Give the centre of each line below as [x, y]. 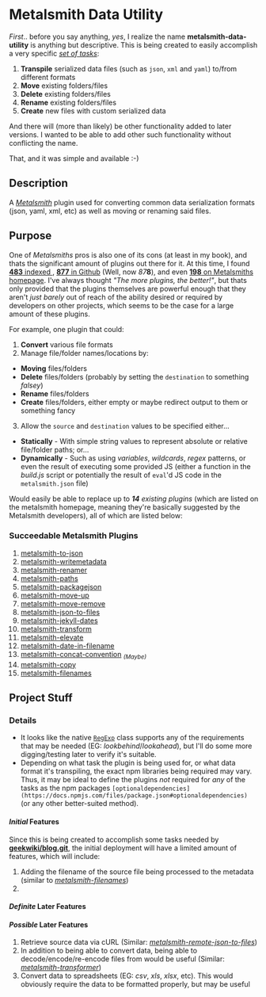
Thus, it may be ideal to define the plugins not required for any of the [133, 780]
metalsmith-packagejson [61, 586]
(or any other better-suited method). [80, 804]
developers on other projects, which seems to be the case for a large [122, 305]
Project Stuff [41, 698]
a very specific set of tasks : [54, 53]
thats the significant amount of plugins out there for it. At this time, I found [129, 263]
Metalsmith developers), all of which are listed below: [96, 515]
